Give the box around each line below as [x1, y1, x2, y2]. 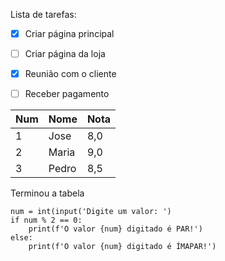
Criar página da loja [24, 48, 106, 60]
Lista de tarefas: [10, 9, 77, 20]
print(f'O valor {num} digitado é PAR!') [28, 224, 203, 234]
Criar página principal [24, 28, 115, 39]
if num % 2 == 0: [10, 215, 83, 226]
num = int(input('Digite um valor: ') [10, 207, 172, 217]
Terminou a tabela [10, 187, 85, 199]
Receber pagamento [24, 88, 110, 100]
